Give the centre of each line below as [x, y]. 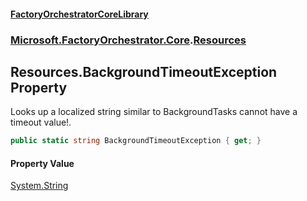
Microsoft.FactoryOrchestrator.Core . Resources [128, 40]
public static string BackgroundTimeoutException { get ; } [136, 141]
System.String [39, 186]
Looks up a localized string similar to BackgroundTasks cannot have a [154, 112]
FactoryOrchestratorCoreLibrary [79, 14]
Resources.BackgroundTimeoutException [144, 71]
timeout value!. [41, 122]
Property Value [42, 163]
